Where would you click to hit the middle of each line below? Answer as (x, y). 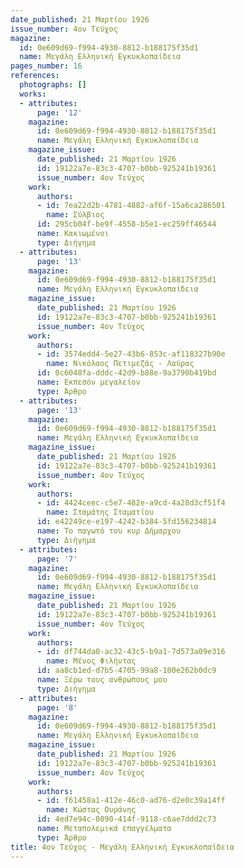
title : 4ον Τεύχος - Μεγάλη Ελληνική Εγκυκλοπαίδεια (122, 847)
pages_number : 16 (46, 66)
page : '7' (57, 559)
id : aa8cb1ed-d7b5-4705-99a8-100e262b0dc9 (126, 671)
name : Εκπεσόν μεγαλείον (88, 382)
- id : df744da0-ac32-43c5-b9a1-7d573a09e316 (131, 652)
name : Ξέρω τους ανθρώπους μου (102, 680)
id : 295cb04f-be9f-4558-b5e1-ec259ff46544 (126, 224)
